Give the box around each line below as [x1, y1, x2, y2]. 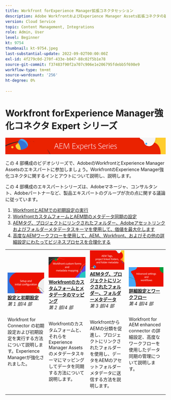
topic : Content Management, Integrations [5, 24, 95, 30]
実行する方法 [16, 335, 43, 341]
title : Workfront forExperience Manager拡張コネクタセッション [5, 8, 134, 13]
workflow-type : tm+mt [5, 67, 51, 72]
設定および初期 [7, 329, 39, 335]
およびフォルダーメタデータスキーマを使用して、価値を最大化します [12, 226, 155, 233]
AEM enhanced [129, 322, 161, 328]
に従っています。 [5, 196, 41, 203]
